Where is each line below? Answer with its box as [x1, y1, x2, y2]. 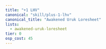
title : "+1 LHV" [5, 7, 40, 13]
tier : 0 [5, 31, 22, 36]
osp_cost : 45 [5, 36, 33, 41]
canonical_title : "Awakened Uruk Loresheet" [5, 17, 101, 22]
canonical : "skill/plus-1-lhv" [5, 12, 72, 17]
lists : [5, 21, 19, 27]
